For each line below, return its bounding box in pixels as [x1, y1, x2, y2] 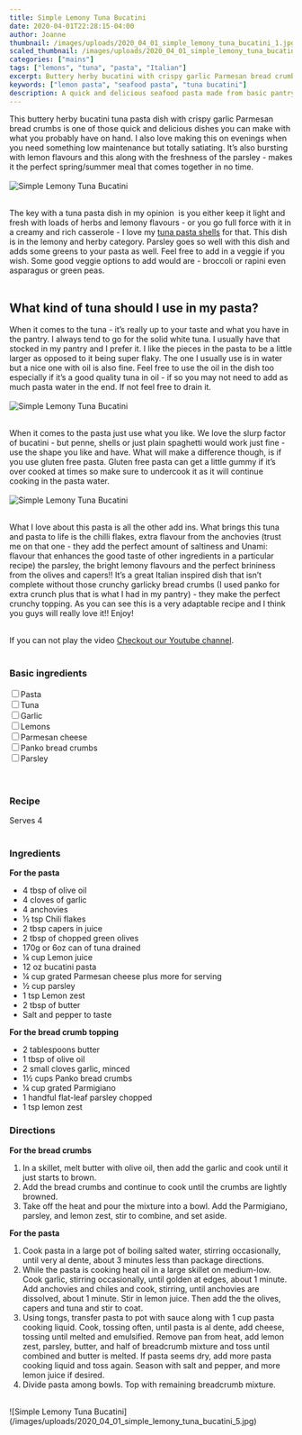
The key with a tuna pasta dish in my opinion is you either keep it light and [9, 207, 286, 218]
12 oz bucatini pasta [22, 961, 97, 973]
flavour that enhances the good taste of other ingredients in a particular [9, 550, 274, 561]
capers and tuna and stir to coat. [22, 1303, 144, 1313]
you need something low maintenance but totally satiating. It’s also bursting [9, 141, 289, 153]
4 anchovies [22, 904, 69, 915]
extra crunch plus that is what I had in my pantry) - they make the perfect [9, 589, 280, 600]
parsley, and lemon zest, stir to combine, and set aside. [22, 1210, 227, 1221]
